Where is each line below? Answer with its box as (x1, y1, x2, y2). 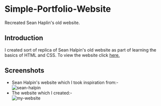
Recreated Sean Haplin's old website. (4, 20, 80, 26)
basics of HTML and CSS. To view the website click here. (4, 52, 120, 58)
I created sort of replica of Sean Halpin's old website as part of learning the (4, 47, 157, 53)
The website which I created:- (11, 90, 72, 96)
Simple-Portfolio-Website (4, 3, 111, 15)
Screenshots (4, 66, 45, 75)
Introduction (4, 34, 44, 42)
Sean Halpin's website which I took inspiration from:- (11, 79, 118, 85)
